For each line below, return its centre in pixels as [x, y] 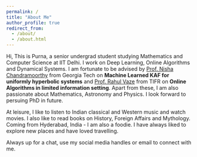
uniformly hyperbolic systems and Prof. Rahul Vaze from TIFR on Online [96, 81]
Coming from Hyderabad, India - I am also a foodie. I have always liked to [96, 125]
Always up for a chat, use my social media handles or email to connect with [99, 142]
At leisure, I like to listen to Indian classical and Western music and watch [96, 112]
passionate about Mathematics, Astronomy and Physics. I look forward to [96, 94]
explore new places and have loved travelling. [62, 131]
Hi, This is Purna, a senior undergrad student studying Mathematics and [95, 56]
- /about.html [29, 39]
